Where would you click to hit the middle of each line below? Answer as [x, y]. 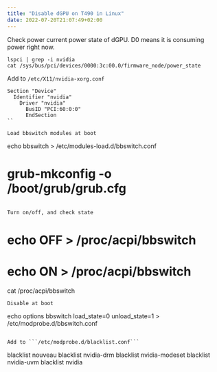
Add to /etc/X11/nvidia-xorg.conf [56, 78]
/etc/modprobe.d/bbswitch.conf [53, 323]
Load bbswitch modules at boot [52, 133]
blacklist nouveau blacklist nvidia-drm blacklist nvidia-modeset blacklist [109, 355]
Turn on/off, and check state [50, 213]
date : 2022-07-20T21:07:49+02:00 [55, 20]
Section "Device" [32, 91]
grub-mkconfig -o [59, 174]
